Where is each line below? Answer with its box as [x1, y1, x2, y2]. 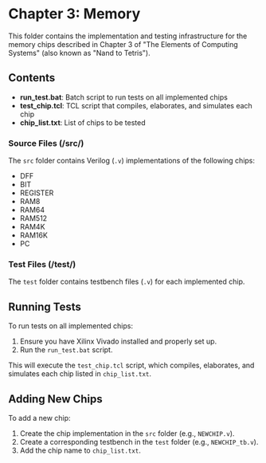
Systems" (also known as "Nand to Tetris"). [8, 48, 151, 57]
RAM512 [19, 214, 48, 223]
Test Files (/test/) [8, 258, 76, 269]
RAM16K [19, 230, 48, 240]
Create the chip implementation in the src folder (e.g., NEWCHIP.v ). [19, 428, 235, 438]
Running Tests [8, 300, 81, 313]
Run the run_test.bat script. [19, 345, 113, 355]
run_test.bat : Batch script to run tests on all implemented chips [19, 92, 229, 102]
